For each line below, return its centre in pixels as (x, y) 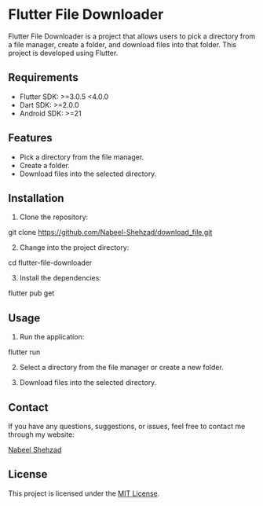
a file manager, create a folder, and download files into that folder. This (122, 44)
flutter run (24, 352)
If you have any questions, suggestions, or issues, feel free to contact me (127, 426)
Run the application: (52, 337)
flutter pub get (31, 293)
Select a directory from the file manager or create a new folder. (121, 368)
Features (30, 138)
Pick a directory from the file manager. (82, 157)
